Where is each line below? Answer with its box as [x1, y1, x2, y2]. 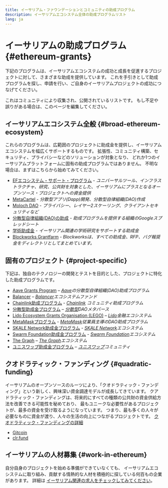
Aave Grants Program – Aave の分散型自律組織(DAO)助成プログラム [12, 287, 150, 293]
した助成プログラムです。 [5, 277, 57, 283]
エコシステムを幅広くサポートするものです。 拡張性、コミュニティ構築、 [5, 148, 155, 154]
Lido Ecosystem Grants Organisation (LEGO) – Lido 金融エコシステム [12, 312, 152, 318]
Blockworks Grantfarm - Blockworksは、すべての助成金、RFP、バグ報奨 [12, 234, 161, 240]
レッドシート [12, 221, 39, 227]
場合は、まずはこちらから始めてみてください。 [5, 167, 101, 173]
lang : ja [5, 17, 23, 22]
